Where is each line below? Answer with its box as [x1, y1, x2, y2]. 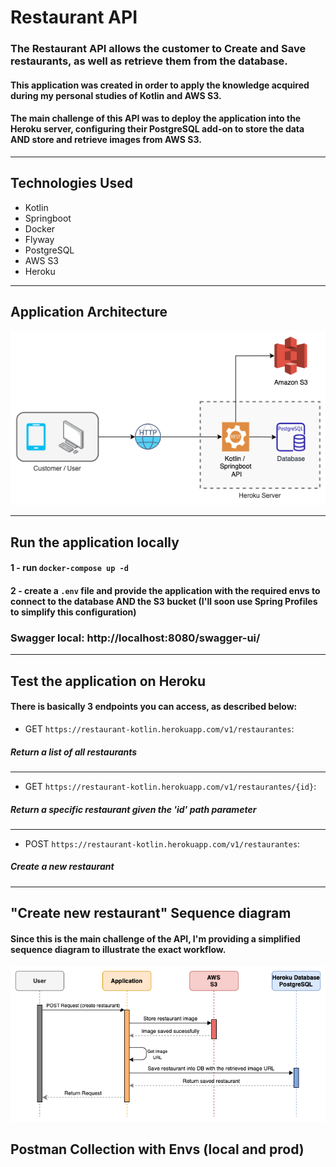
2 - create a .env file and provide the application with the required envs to [10, 585, 321, 597]
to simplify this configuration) [10, 606, 137, 618]
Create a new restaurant [10, 861, 115, 873]
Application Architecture [10, 304, 168, 321]
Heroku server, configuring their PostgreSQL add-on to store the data [10, 123, 305, 135]
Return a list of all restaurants [10, 746, 138, 758]
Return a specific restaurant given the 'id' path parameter [10, 803, 257, 815]
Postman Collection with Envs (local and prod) [10, 1141, 305, 1158]
